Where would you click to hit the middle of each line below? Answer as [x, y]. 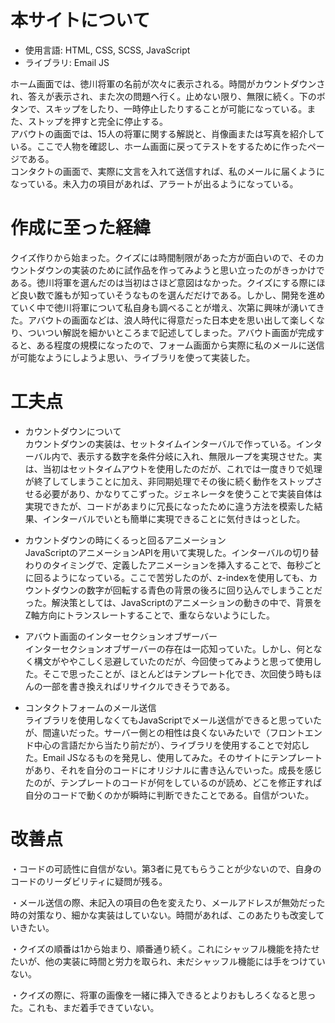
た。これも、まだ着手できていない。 [85, 1007]
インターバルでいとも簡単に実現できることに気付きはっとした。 [174, 518]
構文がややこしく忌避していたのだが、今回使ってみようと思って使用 [173, 661]
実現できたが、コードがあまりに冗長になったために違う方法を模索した [169, 506]
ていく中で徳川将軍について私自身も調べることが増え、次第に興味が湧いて [163, 307]
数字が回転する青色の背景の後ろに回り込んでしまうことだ [204, 590]
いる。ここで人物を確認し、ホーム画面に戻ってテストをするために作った [159, 146]
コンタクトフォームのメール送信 [90, 707]
